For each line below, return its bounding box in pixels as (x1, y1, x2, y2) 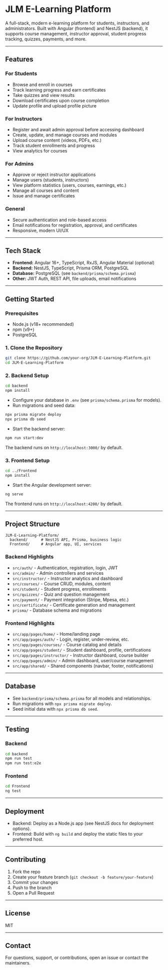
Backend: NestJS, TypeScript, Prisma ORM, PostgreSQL (12, 265, 129, 271)
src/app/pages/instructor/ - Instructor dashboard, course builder (12, 652, 149, 658)
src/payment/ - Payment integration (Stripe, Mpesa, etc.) (12, 596, 129, 603)
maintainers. (5, 960, 31, 966)
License (5, 909, 30, 918)
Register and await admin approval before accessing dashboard (12, 126, 144, 132)
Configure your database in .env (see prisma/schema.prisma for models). (12, 397, 161, 403)
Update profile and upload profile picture (12, 102, 96, 108)
